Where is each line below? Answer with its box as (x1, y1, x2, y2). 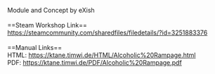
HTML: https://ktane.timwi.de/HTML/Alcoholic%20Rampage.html (7, 51, 196, 59)
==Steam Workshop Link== (7, 21, 88, 29)
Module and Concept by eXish (7, 6, 95, 14)
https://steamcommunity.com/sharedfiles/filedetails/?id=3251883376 (7, 28, 208, 37)
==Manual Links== (7, 44, 62, 51)
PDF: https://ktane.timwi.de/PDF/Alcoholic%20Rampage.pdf (7, 58, 183, 66)
